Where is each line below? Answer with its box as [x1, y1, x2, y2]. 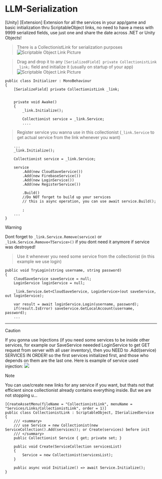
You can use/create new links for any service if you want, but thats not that [5, 382, 154, 388]
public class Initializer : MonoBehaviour [5, 78, 92, 83]
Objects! [5, 35, 22, 41]
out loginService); [5, 293, 44, 298]
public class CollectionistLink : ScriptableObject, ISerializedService [5, 410, 154, 415]
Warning [5, 224, 22, 230]
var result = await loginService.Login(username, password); [13, 302, 139, 307]
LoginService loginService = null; [13, 280, 85, 285]
